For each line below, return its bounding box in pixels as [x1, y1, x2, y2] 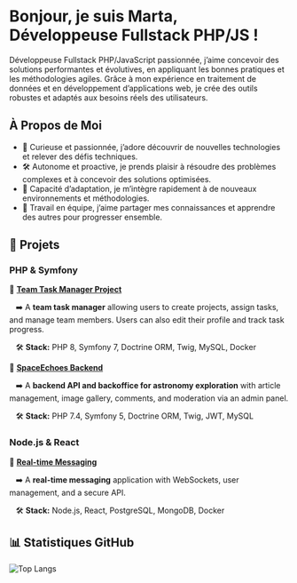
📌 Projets [9, 237, 60, 252]
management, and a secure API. [9, 487, 127, 498]
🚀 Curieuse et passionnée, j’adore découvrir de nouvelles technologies [21, 141, 281, 152]
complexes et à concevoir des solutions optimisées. [21, 173, 211, 184]
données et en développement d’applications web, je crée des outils [9, 83, 259, 93]
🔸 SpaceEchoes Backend [9, 363, 104, 373]
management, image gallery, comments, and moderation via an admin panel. [9, 393, 289, 403]
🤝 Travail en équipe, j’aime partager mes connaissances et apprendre [21, 202, 276, 212]
